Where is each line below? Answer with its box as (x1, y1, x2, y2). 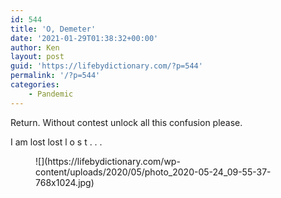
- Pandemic (28, 89, 74, 99)
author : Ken (10, 42, 60, 53)
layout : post (10, 52, 65, 62)
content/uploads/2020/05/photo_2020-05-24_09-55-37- (35, 166, 272, 178)
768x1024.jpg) (35, 176, 95, 188)
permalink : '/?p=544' (10, 71, 101, 81)
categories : (10, 80, 60, 90)
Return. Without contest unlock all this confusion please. (10, 116, 243, 128)
